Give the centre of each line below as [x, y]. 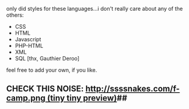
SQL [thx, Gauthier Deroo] [47, 58]
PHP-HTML [29, 46]
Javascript [28, 39]
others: [15, 15]
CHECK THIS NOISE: [45, 89]
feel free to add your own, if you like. [52, 70]
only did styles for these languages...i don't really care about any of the [94, 9]
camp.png [26, 98]
